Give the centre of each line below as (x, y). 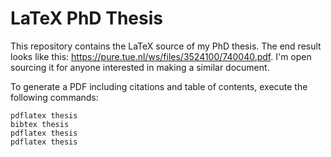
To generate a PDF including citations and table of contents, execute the (159, 86)
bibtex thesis (40, 124)
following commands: (54, 97)
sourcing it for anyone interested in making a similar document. (140, 67)
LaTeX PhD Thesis (86, 18)
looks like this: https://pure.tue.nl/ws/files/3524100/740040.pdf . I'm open (161, 56)
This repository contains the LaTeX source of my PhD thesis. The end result (166, 46)
